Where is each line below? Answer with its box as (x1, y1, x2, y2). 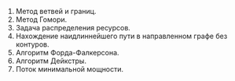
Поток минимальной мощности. (15, 65, 124, 73)
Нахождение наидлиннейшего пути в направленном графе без (15, 31, 228, 40)
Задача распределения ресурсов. (15, 23, 131, 32)
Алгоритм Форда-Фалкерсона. (15, 48, 119, 57)
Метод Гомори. (15, 15, 68, 24)
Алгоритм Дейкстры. (15, 56, 86, 65)
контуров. (15, 40, 50, 49)
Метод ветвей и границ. (15, 7, 97, 16)
